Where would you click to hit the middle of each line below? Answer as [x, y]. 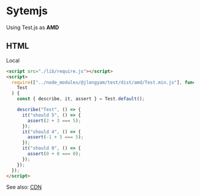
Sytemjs [27, 11]
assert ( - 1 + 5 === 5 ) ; [56, 137]
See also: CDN [24, 187]
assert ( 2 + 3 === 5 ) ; [54, 121]
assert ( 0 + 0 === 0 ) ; [54, 154]
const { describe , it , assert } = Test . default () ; [81, 99]
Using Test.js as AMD [33, 27]
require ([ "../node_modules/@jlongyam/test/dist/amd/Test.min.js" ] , [97, 82]
